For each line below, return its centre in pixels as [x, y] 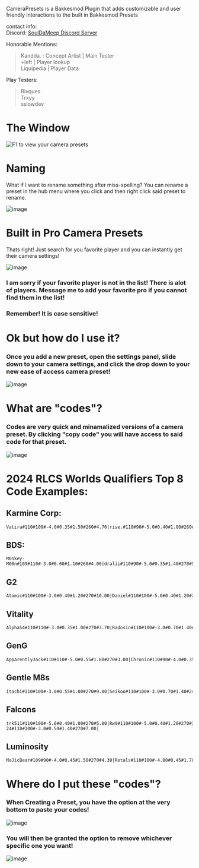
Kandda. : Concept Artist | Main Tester [67, 56]
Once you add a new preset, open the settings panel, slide [91, 356]
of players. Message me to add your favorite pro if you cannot [97, 290]
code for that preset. [36, 442]
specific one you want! [40, 845]
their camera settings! [33, 255]
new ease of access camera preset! [58, 371]
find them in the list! [36, 298]
